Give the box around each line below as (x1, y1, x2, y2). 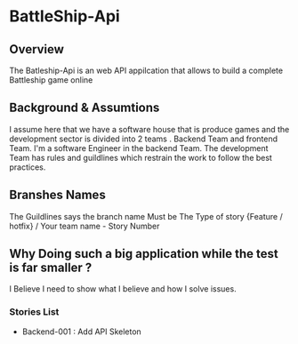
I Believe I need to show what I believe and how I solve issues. (9, 284, 238, 294)
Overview (9, 42, 65, 57)
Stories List (9, 306, 60, 318)
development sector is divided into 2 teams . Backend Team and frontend (9, 133, 278, 144)
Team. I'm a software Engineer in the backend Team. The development (9, 142, 269, 153)
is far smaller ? (9, 260, 93, 276)
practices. (9, 162, 46, 172)
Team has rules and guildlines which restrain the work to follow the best (9, 152, 273, 163)
